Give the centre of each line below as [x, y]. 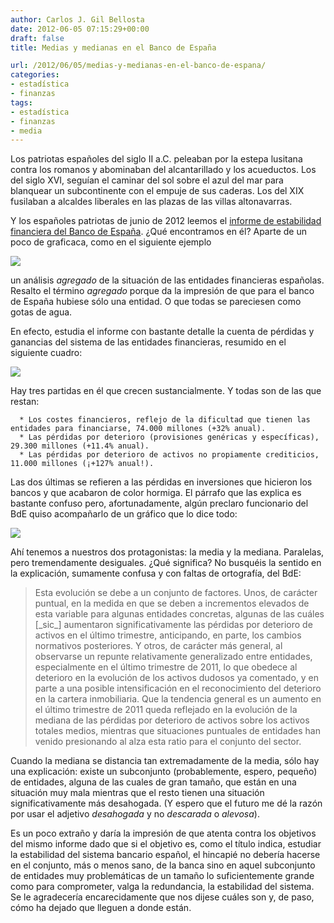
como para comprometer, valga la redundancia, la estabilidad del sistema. [162, 887]
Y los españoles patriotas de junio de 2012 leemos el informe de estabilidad [166, 221]
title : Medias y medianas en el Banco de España [113, 47]
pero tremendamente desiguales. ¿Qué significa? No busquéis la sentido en [166, 563]
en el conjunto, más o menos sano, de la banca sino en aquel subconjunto [163, 865]
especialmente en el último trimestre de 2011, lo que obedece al [166, 667]
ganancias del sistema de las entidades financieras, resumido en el [148, 342]
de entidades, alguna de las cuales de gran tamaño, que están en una [153, 782]
